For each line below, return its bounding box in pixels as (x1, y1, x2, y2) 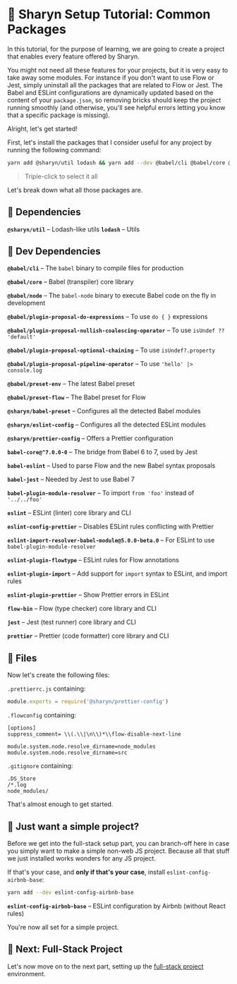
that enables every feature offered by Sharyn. (7, 52, 140, 61)
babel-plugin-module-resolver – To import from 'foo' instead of (7, 489, 195, 497)
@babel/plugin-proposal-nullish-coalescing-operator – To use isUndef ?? (7, 326, 225, 334)
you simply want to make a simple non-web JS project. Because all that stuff (7, 846, 230, 855)
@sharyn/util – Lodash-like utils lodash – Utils (7, 225, 140, 233)
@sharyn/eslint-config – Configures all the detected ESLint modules (7, 420, 207, 429)
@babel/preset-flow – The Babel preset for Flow (7, 393, 146, 401)
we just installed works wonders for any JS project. (7, 854, 157, 863)
